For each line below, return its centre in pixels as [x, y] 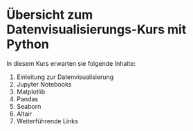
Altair [24, 114]
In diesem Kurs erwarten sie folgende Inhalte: [71, 63]
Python [28, 44]
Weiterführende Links [47, 121]
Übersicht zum [50, 15]
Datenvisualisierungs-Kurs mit [96, 29]
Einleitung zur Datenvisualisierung [65, 77]
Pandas [27, 99]
